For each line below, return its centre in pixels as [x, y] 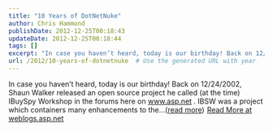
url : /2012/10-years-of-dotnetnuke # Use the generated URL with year [132, 61]
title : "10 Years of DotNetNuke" [65, 16]
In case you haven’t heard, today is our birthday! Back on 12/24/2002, [125, 84]
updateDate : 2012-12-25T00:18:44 [65, 38]
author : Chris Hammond [47, 23]
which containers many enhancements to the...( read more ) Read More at [130, 109]
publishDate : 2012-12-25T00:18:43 [67, 31]
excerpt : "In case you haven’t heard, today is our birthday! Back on [130, 53]
